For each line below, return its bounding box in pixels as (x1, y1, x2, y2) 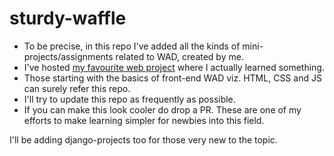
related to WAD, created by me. (115, 50, 244, 62)
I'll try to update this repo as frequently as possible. (23, 93, 236, 105)
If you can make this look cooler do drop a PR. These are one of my (23, 103, 302, 116)
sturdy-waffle (9, 7, 127, 30)
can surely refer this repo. (23, 82, 131, 94)
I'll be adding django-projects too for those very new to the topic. (9, 133, 278, 146)
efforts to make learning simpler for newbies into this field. (23, 114, 265, 126)
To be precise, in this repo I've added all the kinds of (23, 40, 241, 52)
